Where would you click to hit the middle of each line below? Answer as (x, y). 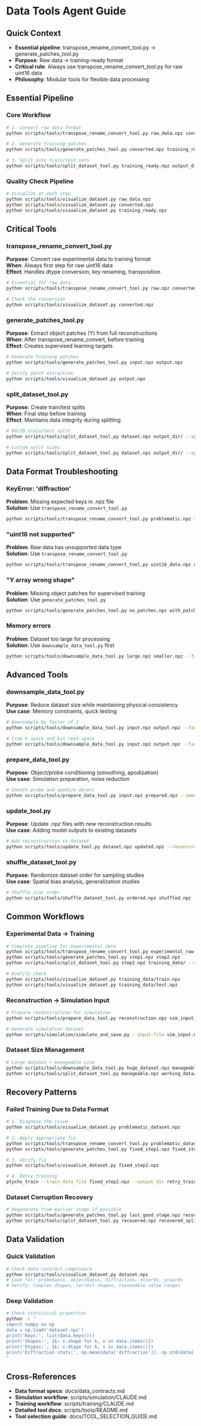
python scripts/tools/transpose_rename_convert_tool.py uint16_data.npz (99, 565)
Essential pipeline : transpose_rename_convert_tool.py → (85, 47)
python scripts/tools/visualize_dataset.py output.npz (76, 379)
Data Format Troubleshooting (62, 471)
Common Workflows (45, 917)
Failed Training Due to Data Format (57, 1109)
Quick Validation (31, 1257)
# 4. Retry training (32, 1176)
